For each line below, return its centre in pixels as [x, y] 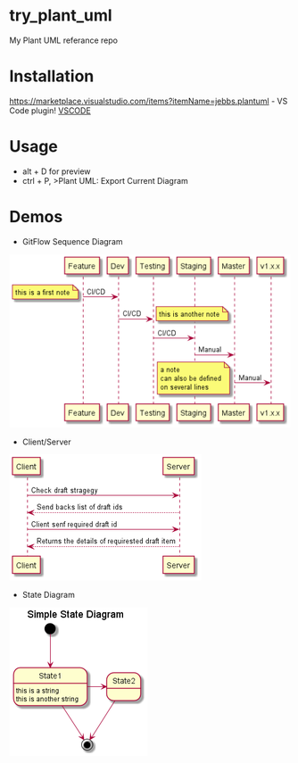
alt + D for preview [56, 171]
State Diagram [49, 595]
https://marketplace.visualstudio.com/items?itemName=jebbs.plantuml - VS [149, 101]
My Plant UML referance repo [64, 40]
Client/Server [46, 442]
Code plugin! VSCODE [50, 110]
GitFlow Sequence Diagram [72, 241]
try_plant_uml [61, 16]
